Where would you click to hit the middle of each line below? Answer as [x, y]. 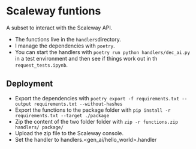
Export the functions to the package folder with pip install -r [93, 110]
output [23, 104]
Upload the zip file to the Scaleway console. [69, 133]
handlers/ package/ [39, 127]
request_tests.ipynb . [41, 65]
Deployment [30, 84]
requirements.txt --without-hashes [78, 104]
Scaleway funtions [54, 11]
